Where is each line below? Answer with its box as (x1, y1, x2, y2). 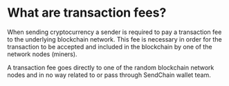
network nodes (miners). (7, 50, 77, 58)
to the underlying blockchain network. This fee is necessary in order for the (7, 35, 223, 43)
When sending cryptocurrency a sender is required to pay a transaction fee (7, 28, 222, 36)
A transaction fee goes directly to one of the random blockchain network (7, 63, 214, 71)
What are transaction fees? (7, 5, 167, 21)
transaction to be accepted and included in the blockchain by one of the (7, 42, 212, 51)
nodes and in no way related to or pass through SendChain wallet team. (7, 71, 211, 79)
